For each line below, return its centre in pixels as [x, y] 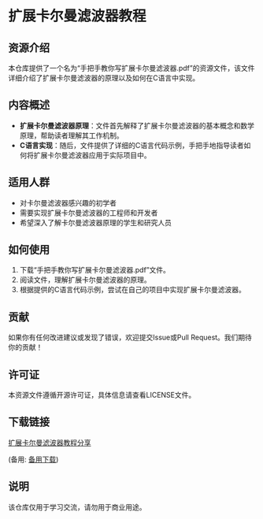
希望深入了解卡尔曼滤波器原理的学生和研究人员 [95, 222]
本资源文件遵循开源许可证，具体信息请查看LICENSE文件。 [102, 395]
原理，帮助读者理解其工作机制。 [71, 135]
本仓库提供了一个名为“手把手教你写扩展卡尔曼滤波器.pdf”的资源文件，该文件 [131, 68]
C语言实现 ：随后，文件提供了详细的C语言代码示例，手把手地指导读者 [131, 145]
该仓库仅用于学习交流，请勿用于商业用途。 [77, 507]
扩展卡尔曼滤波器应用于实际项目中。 [92, 155]
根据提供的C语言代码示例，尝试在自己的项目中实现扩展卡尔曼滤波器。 [133, 290]
